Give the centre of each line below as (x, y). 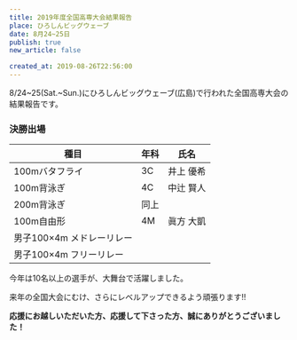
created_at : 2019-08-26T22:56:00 (71, 67)
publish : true (35, 42)
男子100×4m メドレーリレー (73, 238)
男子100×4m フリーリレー (69, 255)
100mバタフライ (49, 171)
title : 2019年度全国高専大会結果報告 (71, 17)
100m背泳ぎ (40, 188)
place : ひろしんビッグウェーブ (59, 26)
